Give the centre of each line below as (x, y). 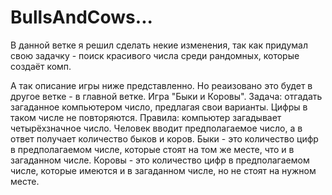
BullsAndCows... (81, 17)
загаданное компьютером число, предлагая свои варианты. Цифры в (159, 107)
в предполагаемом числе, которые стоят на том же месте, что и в (152, 149)
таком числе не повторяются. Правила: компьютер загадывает (146, 117)
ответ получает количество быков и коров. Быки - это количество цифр (164, 138)
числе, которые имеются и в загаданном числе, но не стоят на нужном (163, 170)
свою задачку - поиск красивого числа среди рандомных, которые (155, 55)
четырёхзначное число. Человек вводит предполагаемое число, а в (156, 128)
